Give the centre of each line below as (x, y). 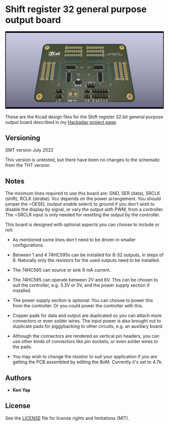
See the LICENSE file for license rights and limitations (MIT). (67, 418)
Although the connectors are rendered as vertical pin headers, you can (86, 336)
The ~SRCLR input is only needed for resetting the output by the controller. (83, 215)
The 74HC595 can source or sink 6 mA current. (62, 270)
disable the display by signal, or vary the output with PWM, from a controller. (84, 209)
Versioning (23, 138)
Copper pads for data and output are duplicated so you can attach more (87, 316)
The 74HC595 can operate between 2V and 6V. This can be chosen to (85, 280)
